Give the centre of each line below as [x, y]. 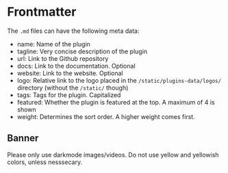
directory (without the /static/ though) [73, 88]
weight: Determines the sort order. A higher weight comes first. [106, 116]
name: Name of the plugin [54, 44]
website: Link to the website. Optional [70, 73]
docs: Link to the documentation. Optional [76, 66]
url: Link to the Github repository [63, 58]
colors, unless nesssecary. [45, 162]
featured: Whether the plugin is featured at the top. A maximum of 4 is [116, 102]
